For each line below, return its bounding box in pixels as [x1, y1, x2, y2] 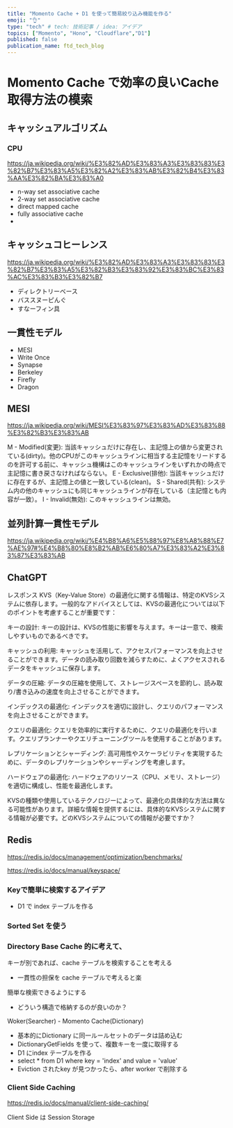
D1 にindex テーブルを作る [17, 1049, 93, 1057]
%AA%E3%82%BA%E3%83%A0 [7, 173, 104, 182]
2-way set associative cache [17, 194, 100, 203]
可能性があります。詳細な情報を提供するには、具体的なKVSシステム [13, 805, 208, 813]
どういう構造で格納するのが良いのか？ [17, 1003, 127, 1012]
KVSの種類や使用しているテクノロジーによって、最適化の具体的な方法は [7, 796, 214, 804]
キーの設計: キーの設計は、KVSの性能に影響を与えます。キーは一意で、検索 [7, 622, 224, 631]
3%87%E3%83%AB [7, 551, 66, 560]
